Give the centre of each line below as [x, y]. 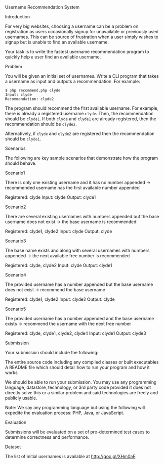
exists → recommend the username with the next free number [68, 324]
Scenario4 [16, 275]
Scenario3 [16, 241]
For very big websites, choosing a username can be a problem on [72, 26]
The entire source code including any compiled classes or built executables [82, 362]
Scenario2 [16, 207]
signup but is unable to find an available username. [57, 42]
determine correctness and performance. [47, 437]
